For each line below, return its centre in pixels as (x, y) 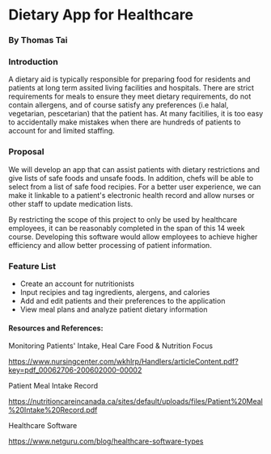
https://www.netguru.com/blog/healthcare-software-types (106, 441)
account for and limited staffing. (61, 131)
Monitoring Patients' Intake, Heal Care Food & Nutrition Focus (110, 346)
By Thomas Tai (38, 40)
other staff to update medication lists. (71, 204)
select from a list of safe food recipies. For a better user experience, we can (135, 187)
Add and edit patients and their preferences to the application (123, 301)
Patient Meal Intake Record (53, 386)
